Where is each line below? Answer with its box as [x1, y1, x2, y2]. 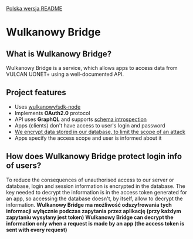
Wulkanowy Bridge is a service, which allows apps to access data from [6, 65, 178, 71]
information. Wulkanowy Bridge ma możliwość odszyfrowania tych [6, 201, 172, 208]
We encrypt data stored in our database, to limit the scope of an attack [14, 128, 186, 135]
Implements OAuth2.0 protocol [14, 109, 90, 116]
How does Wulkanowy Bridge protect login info [6, 152, 182, 161]
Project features [6, 87, 66, 97]
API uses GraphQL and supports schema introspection [14, 116, 147, 123]
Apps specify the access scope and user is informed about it [14, 134, 162, 142]
